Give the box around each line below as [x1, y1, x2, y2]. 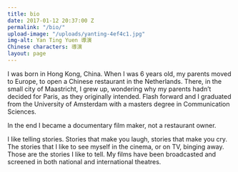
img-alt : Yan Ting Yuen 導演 [7, 37, 92, 44]
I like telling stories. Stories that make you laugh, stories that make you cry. [7, 134, 227, 143]
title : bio [7, 10, 40, 18]
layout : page [7, 50, 46, 58]
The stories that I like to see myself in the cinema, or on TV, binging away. [7, 142, 224, 151]
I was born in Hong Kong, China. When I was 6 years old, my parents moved [7, 69, 232, 78]
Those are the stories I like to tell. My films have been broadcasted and [7, 150, 217, 158]
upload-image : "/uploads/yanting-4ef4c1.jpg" [7, 30, 145, 38]
